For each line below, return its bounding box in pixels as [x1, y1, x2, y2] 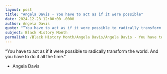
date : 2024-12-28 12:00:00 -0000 [5, 16, 75, 21]
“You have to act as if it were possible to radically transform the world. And [5, 48, 159, 54]
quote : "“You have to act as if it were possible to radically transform [5, 26, 162, 31]
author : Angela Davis [5, 21, 50, 26]
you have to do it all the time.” [5, 53, 66, 59]
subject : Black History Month [5, 30, 68, 35]
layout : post [5, 7, 32, 12]
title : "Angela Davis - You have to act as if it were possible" [5, 12, 143, 17]
